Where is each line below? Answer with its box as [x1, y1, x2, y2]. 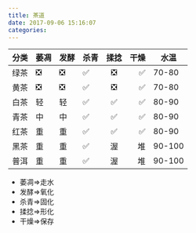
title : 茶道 [8, 11, 45, 20]
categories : [8, 26, 47, 34]
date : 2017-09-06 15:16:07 [8, 19, 96, 27]
